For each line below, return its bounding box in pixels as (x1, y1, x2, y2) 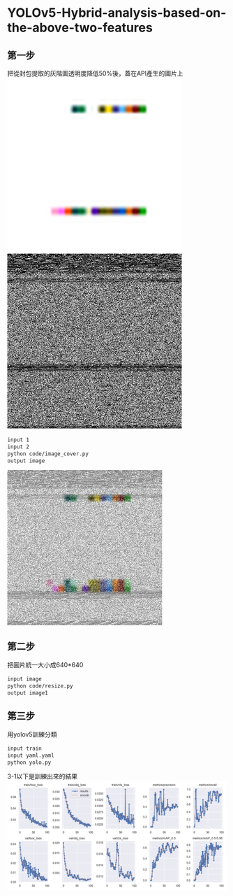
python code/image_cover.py (7, 450, 89, 457)
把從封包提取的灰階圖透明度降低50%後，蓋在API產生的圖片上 (7, 69, 183, 78)
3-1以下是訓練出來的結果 (7, 771, 78, 781)
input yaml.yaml (7, 752, 54, 759)
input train (7, 745, 42, 752)
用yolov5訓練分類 (7, 730, 57, 739)
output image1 (7, 689, 49, 697)
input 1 (7, 436, 30, 443)
